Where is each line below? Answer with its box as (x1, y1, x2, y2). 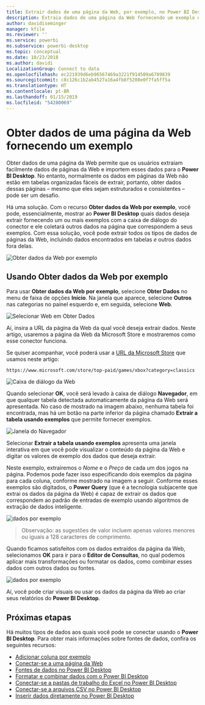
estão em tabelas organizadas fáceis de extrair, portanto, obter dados (6, 178, 182, 186)
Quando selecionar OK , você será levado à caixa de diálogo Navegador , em (6, 390, 198, 397)
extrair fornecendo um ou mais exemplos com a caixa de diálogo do (6, 216, 178, 223)
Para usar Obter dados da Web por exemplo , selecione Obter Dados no (6, 288, 188, 295)
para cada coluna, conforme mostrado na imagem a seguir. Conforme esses (6, 477, 198, 485)
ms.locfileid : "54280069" (6, 99, 72, 106)
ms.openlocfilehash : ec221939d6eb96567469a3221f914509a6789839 (6, 71, 171, 77)
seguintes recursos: (6, 642, 56, 649)
